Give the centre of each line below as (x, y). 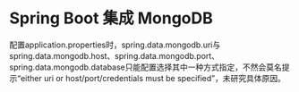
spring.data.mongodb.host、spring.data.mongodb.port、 (115, 55)
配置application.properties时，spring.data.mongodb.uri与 (115, 45)
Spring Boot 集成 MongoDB (111, 18)
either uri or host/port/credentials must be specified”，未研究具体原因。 (154, 78)
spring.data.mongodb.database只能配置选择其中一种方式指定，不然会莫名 (145, 67)
